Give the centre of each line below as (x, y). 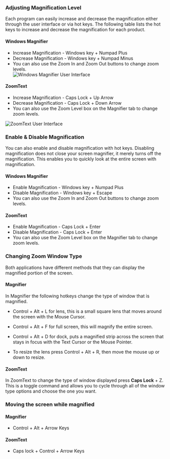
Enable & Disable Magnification (45, 137)
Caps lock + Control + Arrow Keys (48, 451)
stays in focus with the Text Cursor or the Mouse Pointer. (72, 342)
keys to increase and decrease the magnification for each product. (75, 30)
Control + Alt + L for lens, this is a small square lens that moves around (87, 311)
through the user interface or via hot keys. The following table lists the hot (83, 24)
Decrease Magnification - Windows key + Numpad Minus (73, 58)
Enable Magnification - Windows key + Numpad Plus (68, 188)
